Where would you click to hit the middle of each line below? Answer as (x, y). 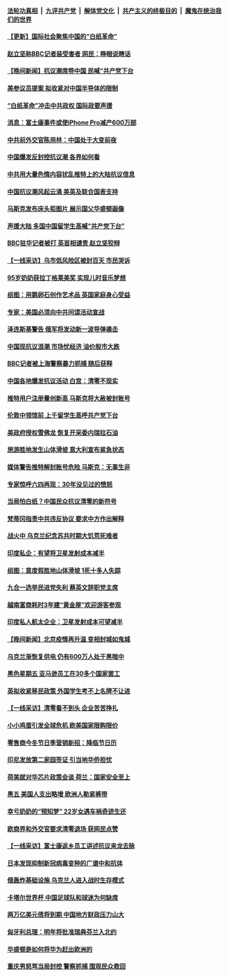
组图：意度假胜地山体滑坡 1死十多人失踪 (64, 570)
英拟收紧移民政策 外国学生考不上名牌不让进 (69, 691)
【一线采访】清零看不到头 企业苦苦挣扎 (63, 708)
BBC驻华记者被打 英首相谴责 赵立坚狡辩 (63, 243)
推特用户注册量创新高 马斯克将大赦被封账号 (69, 398)
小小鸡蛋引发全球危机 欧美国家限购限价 (63, 725)
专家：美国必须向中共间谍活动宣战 (56, 312)
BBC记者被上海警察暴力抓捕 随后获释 (60, 364)
